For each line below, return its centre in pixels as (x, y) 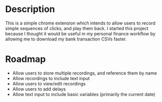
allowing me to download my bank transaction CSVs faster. (66, 39)
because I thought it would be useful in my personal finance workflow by (80, 33)
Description (30, 9)
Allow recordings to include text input (51, 78)
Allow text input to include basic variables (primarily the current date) (84, 94)
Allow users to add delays (39, 89)
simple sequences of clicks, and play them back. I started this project (77, 28)
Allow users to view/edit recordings (49, 83)
